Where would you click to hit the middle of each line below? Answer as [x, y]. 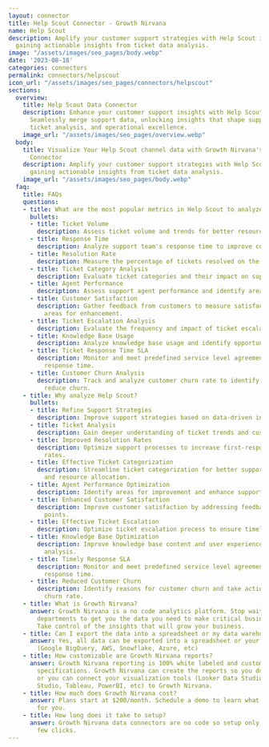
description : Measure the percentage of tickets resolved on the [149, 261]
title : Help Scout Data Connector [80, 105]
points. [56, 514]
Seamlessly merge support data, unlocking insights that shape [137, 120]
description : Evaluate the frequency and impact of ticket [138, 328]
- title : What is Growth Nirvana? [80, 604]
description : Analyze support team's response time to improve [145, 247]
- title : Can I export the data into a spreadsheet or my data [130, 633]
